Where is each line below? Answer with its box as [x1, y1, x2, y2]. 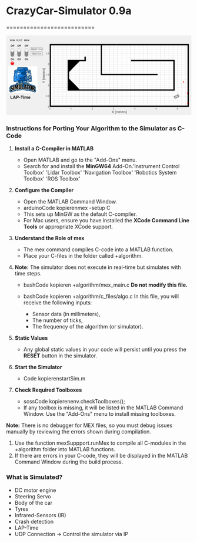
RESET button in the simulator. [23, 352, 98, 359]
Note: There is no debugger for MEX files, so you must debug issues [6, 422, 173, 429]
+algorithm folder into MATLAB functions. [14, 446, 116, 453]
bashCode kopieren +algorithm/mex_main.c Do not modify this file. [23, 281, 188, 288]
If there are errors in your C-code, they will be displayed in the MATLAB [14, 452, 188, 459]
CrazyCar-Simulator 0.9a [6, 4, 132, 18]
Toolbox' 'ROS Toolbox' [23, 175, 81, 182]
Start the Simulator [14, 364, 62, 371]
